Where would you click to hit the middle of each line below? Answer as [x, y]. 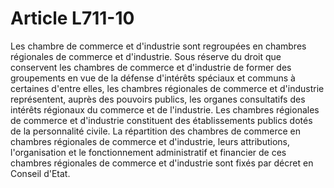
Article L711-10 [72, 18]
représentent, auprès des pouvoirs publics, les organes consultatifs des [158, 99]
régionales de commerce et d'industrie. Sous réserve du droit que [146, 56]
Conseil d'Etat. [40, 173]
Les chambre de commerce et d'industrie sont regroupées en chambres [158, 46]
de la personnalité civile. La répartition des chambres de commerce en [155, 131]
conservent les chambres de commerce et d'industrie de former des [151, 67]
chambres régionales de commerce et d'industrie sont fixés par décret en [162, 163]
